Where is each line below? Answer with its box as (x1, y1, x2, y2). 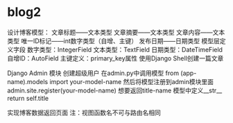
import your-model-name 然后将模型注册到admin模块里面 (49, 77, 214, 85)
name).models (7, 77, 49, 85)
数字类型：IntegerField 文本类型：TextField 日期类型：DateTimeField (26, 45, 223, 54)
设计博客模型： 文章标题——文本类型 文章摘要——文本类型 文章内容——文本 (7, 28, 225, 36)
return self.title (7, 94, 49, 102)
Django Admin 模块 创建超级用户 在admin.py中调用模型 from (7, 69, 179, 77)
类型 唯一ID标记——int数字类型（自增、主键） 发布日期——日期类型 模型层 (7, 36, 220, 45)
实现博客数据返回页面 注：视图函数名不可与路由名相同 (7, 108, 161, 117)
